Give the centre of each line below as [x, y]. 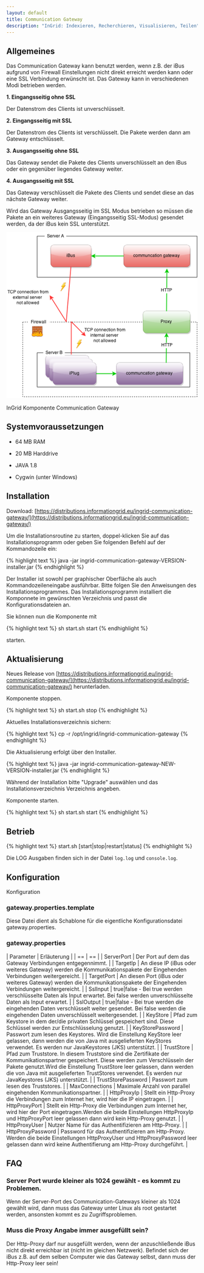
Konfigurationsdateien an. [39, 605]
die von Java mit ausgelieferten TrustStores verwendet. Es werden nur [94, 1073]
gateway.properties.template [50, 908]
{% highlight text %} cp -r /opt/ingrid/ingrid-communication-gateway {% [97, 734]
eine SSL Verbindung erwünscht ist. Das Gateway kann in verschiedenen [97, 79]
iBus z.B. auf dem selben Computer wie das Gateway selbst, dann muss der [101, 1257]
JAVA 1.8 [26, 465]
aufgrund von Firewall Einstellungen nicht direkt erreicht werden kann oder [100, 73]
